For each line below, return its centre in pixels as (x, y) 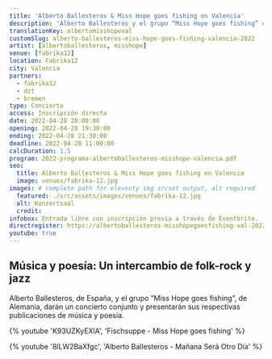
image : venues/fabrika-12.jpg (67, 181)
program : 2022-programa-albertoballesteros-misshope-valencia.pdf (123, 158)
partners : (26, 76)
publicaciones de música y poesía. (67, 315)
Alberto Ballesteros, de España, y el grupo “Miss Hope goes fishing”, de (128, 298)
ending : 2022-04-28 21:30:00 (58, 136)
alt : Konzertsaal (46, 203)
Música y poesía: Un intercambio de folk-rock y (130, 266)
